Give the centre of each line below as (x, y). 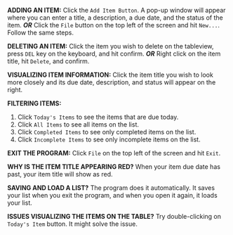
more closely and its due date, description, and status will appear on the (112, 82)
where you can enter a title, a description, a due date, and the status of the (115, 18)
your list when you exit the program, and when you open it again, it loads (112, 195)
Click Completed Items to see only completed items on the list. (107, 132)
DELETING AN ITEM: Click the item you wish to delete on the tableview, (111, 46)
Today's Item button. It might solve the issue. (73, 224)
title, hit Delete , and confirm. (48, 61)
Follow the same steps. (40, 32)
